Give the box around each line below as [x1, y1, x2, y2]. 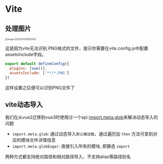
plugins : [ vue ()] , [9, 66, 48, 71]
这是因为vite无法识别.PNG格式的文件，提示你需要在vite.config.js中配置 [5, 45, 149, 51]
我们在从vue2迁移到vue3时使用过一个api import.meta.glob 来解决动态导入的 [5, 114, 159, 120]
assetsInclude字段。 [5, 52, 47, 57]
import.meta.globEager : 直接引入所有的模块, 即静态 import [12, 143, 130, 149]
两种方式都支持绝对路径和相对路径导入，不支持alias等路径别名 [5, 154, 131, 160]
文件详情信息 [29, 137, 56, 143]
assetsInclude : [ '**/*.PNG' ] [9, 70, 69, 75]
